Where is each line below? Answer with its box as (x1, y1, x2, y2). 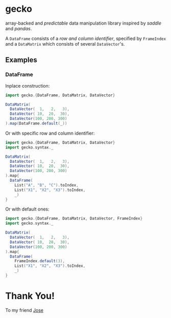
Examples (5, 56, 37, 65)
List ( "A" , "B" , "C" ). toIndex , (14, 182, 79, 187)
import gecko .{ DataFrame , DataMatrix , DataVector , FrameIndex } (5, 216, 143, 221)
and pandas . (5, 25, 32, 31)
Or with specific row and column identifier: (5, 130, 95, 136)
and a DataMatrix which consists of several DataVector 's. (5, 40, 125, 47)
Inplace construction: (5, 82, 50, 89)
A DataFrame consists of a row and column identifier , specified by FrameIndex (5, 35, 166, 41)
